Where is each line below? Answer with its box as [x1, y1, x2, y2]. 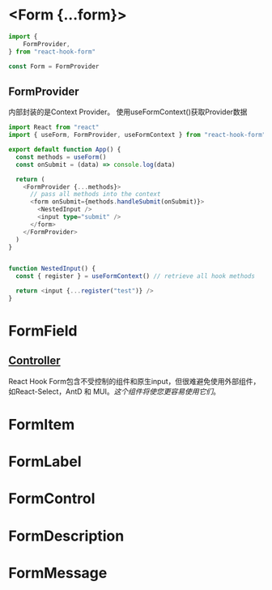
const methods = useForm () [15, 152, 107, 161]
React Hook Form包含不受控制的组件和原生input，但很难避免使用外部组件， [8, 376, 261, 386]
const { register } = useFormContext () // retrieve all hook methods [15, 272, 255, 280]
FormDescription [8, 527, 125, 545]
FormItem [8, 416, 75, 434]
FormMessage [8, 563, 108, 582]
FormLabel [8, 452, 82, 471]
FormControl [8, 490, 96, 508]
